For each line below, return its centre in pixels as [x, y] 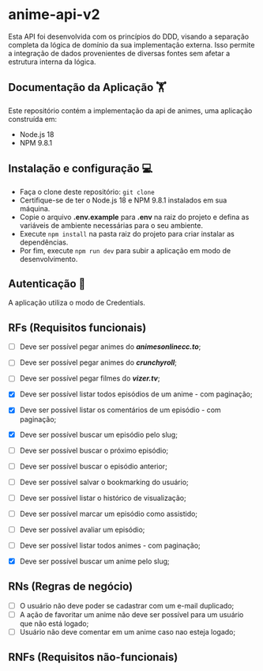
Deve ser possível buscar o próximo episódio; [94, 450]
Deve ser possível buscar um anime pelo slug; [94, 561]
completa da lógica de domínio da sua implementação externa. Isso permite [131, 44]
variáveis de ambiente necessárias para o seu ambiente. [111, 225]
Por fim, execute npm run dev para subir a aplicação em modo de [125, 250]
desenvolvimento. [49, 259]
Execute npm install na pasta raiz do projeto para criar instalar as [127, 233]
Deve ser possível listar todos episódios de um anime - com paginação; [136, 394]
